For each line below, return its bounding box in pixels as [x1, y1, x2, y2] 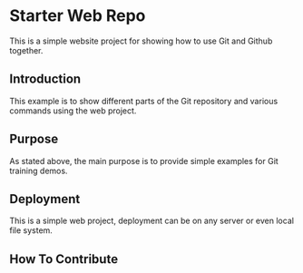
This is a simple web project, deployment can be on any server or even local [9, 215, 295, 227]
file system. [9, 225, 53, 236]
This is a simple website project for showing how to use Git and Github [9, 35, 273, 46]
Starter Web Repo [9, 5, 146, 26]
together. [9, 44, 44, 55]
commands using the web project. [9, 105, 137, 116]
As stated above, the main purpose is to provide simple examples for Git [9, 155, 279, 166]
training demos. [9, 165, 68, 176]
